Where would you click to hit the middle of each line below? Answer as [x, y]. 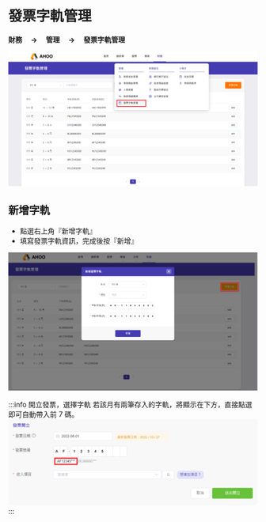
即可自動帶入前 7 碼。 [44, 414]
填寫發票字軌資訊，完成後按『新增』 [79, 240]
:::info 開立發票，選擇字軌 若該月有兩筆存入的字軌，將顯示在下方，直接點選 [130, 404]
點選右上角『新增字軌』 [58, 231]
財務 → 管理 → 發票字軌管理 [66, 40]
